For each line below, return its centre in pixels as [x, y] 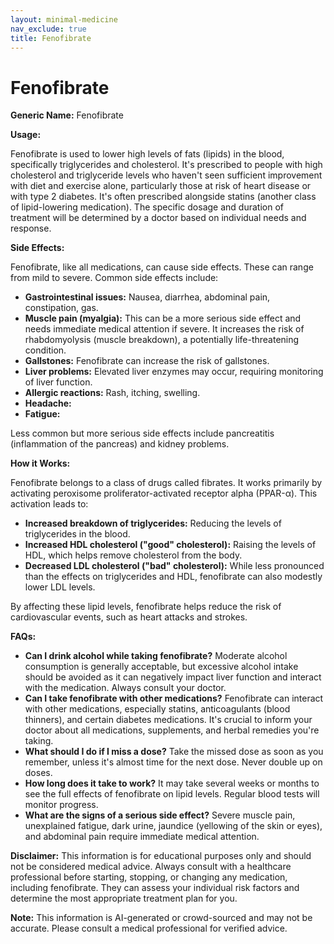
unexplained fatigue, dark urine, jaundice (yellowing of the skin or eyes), [173, 826]
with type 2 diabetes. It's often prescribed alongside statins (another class [163, 197]
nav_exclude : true [48, 29]
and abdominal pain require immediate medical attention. [142, 837]
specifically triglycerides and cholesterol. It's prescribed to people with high [166, 165]
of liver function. [58, 382]
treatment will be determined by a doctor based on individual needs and [158, 218]
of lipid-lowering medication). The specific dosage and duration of [147, 207]
